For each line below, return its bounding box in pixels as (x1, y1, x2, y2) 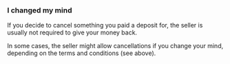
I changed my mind (7, 6, 72, 15)
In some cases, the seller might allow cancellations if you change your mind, (7, 42, 224, 50)
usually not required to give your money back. (7, 28, 138, 36)
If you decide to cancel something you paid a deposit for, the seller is (7, 21, 203, 30)
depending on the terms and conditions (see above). (7, 49, 156, 57)
